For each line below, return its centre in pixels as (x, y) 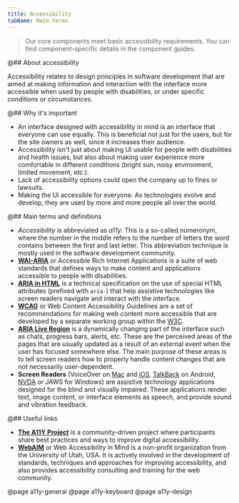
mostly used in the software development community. (97, 253)
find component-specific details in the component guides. (110, 49)
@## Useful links (33, 418)
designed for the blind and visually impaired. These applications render (122, 389)
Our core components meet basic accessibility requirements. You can (127, 41)
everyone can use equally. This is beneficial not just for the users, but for (125, 134)
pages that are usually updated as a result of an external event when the (124, 344)
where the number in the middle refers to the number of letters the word (123, 238)
